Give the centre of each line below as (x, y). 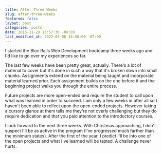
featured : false (21, 19)
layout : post (18, 23)
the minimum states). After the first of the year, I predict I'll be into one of (78, 136)
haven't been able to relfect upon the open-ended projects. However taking (81, 106)
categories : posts (24, 28)
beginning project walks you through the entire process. (61, 86)
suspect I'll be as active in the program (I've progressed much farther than (80, 131)
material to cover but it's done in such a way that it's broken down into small (81, 70)
